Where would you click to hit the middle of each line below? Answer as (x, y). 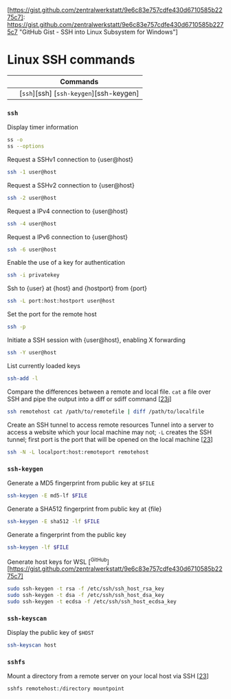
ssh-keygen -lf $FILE (38, 547)
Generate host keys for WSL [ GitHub (57, 561)
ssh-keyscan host (32, 645)
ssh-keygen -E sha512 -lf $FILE (53, 521)
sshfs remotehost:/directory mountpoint (66, 689)
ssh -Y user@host (32, 353)
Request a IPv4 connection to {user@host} (68, 211)
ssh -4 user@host (32, 223)
